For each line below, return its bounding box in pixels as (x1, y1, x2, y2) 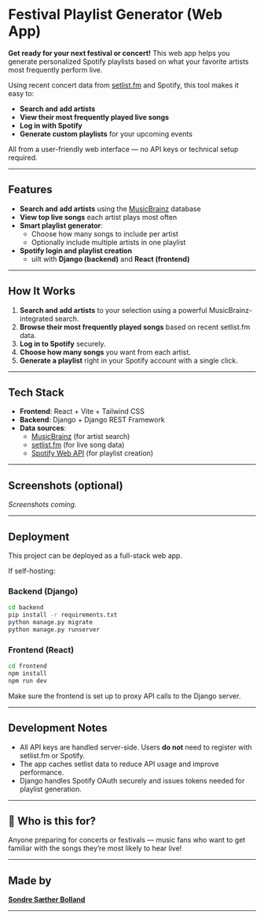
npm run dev (8, 676, 47, 685)
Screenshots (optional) (8, 478, 123, 492)
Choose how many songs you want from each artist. (19, 347, 191, 356)
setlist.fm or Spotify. (19, 750, 86, 760)
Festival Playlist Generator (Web (8, 6, 222, 24)
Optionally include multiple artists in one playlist (31, 237, 186, 247)
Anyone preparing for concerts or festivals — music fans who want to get (8, 835, 246, 845)
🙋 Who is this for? (8, 814, 97, 828)
